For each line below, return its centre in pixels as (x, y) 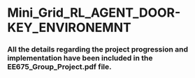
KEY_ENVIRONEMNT (69, 28)
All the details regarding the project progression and (98, 49)
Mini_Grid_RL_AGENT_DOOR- (94, 13)
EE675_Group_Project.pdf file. (59, 67)
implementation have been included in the (80, 58)
